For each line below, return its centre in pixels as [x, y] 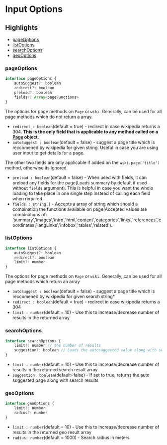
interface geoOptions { [30, 404]
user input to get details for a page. [48, 152]
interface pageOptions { [31, 79]
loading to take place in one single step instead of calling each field [81, 193]
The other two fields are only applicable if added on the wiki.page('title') [83, 162]
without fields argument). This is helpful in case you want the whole [83, 188]
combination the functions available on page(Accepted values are [80, 209]
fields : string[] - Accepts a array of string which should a [75, 204]
